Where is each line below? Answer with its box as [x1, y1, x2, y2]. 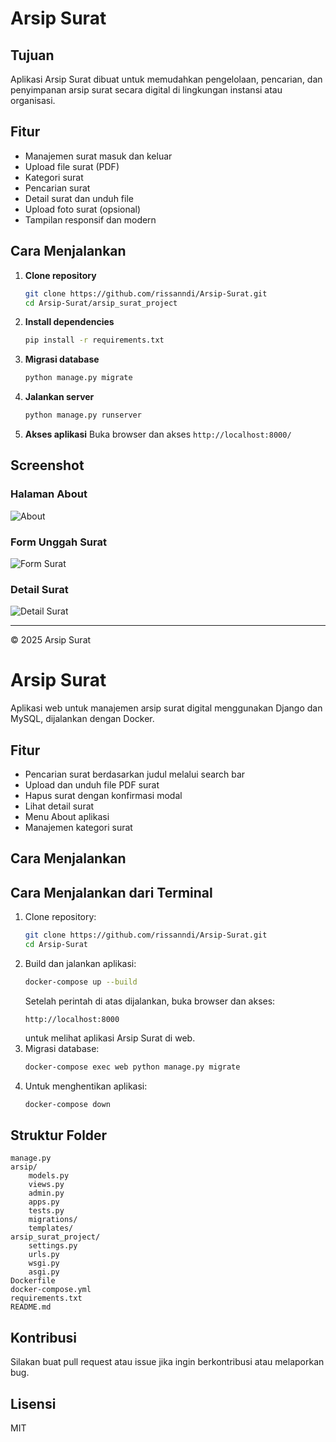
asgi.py [28, 1267, 60, 1277]
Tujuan [10, 47, 55, 64]
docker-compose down [24, 1099, 111, 1109]
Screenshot [10, 457, 85, 474]
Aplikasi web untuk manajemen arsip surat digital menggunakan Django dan [10, 702, 323, 714]
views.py [28, 1180, 65, 1190]
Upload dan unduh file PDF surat [24, 779, 160, 791]
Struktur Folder [10, 1127, 108, 1144]
